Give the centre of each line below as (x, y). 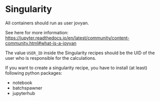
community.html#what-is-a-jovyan (41, 43)
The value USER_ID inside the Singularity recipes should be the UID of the (80, 53)
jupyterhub (24, 93)
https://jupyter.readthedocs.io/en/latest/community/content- (67, 38)
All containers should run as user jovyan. (47, 23)
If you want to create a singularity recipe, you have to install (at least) (76, 68)
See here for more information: (37, 32)
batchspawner (27, 88)
